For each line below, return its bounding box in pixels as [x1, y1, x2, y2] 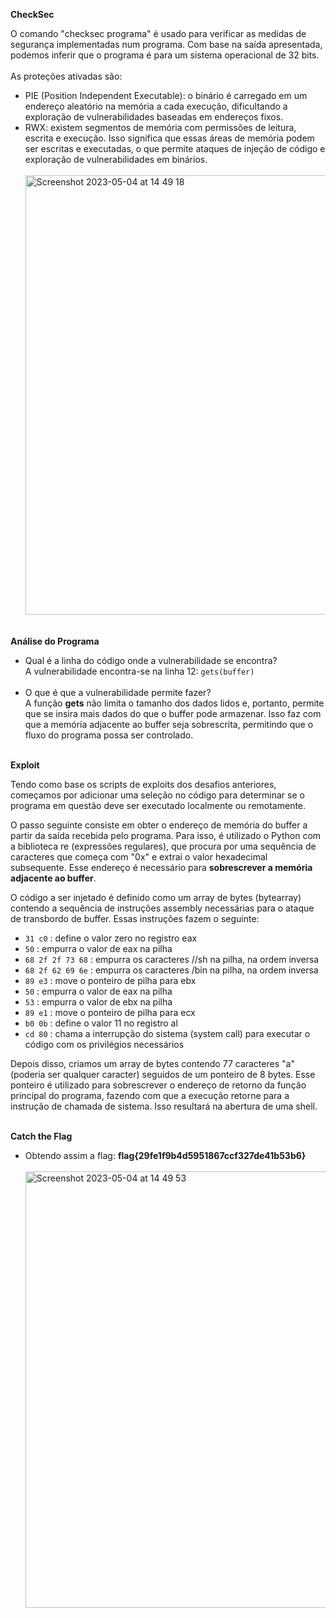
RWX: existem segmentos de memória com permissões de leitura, [24, 122, 297, 133]
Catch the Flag [10, 1130, 73, 1142]
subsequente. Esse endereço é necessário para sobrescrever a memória [10, 862, 313, 873]
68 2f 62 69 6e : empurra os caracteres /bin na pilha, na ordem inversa [24, 964, 319, 976]
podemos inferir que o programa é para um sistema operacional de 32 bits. [10, 49, 320, 61]
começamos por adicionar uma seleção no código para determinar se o [10, 789, 305, 801]
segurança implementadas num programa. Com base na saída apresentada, [10, 39, 323, 50]
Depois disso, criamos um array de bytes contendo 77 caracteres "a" [10, 1058, 295, 1069]
